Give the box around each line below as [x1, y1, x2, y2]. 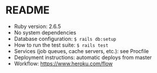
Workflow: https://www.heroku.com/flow [14, 60, 113, 67]
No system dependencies [14, 29, 76, 36]
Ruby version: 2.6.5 [14, 23, 61, 30]
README [5, 4, 50, 17]
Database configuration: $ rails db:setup [14, 35, 116, 42]
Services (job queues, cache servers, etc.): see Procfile [14, 47, 149, 54]
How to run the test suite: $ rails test [14, 41, 109, 48]
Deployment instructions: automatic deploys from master [14, 54, 152, 61]
